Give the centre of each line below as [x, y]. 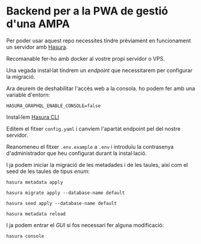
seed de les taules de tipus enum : [48, 171]
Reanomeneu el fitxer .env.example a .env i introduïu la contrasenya [90, 146]
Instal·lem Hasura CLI [33, 117]
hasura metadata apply [35, 182]
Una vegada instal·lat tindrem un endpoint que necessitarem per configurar [99, 70]
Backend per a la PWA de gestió [87, 11]
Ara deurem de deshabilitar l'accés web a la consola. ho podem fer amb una [101, 88]
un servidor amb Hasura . [37, 47]
